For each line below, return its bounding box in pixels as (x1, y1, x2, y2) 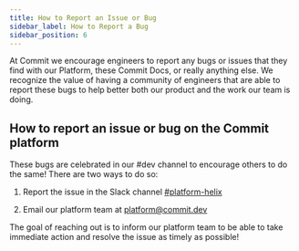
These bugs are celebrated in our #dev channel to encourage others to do (9, 159, 288, 170)
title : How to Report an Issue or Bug (9, 13, 157, 23)
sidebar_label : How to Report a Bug (9, 22, 149, 31)
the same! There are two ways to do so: (9, 169, 159, 180)
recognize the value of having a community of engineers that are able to (9, 75, 281, 86)
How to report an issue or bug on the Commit (9, 120, 270, 136)
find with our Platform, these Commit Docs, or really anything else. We (9, 65, 273, 76)
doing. (9, 94, 34, 105)
